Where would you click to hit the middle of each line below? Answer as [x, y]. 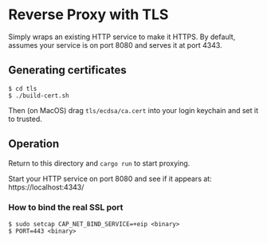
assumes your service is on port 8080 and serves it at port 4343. [115, 45]
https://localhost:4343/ [46, 187]
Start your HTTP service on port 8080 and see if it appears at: [110, 178]
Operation [34, 144]
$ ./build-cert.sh [39, 96]
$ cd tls [23, 88]
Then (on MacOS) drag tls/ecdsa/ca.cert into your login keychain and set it [133, 110]
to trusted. [25, 119]
